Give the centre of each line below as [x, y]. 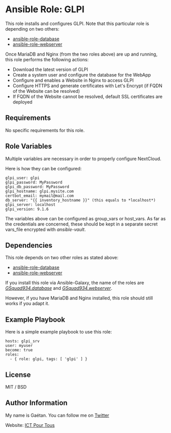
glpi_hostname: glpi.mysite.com [39, 191]
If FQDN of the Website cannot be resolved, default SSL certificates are [88, 96]
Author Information [36, 403]
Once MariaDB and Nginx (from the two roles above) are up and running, [81, 54]
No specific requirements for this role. [45, 130]
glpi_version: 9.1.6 [27, 209]
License [18, 375]
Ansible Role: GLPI [45, 9]
